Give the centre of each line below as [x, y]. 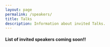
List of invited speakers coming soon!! [46, 39]
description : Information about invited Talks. [55, 23]
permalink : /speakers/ [29, 14]
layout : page [19, 10]
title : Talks [19, 19]
